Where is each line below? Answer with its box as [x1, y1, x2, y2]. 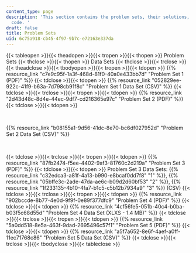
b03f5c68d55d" [6, 209, 45, 216]
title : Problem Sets [6, 30, 57, 36]
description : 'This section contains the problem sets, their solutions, [6, 14, 190, 20]
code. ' [11, 19, 30, 25]
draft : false [6, 25, 38, 31]
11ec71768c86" [6, 234, 43, 241]
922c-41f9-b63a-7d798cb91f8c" [6, 83, 85, 90]
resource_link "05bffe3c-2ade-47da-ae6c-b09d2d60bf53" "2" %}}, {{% [6, 178, 181, 185]
